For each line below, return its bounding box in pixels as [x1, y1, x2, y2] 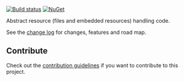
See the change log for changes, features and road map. [6, 29, 147, 36]
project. [6, 68, 26, 75]
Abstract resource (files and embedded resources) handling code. [6, 17, 170, 24]
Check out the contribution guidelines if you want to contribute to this [6, 61, 179, 68]
